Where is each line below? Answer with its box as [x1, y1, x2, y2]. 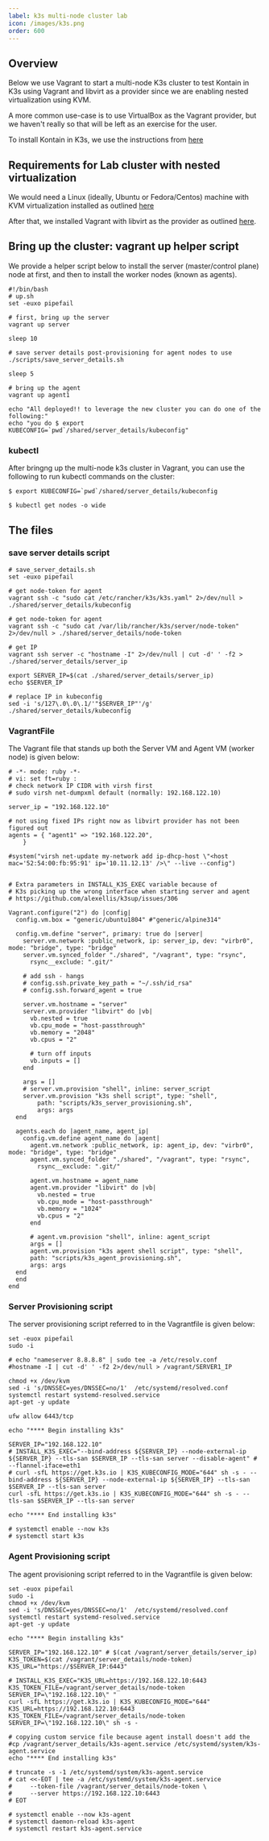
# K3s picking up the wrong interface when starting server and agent [8, 888, 250, 896]
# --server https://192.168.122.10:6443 [8, 1789, 160, 1797]
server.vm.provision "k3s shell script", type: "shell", [23, 1093, 218, 1101]
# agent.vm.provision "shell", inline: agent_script [29, 1234, 211, 1242]
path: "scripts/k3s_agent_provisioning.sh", [29, 1254, 182, 1263]
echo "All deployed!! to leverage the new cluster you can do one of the [8, 404, 262, 413]
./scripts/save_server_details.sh [8, 355, 125, 363]
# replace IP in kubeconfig [8, 692, 103, 701]
